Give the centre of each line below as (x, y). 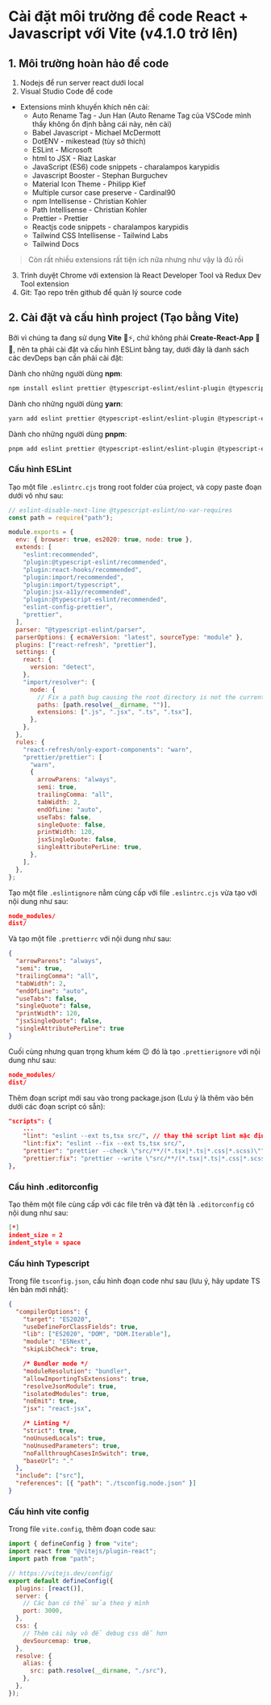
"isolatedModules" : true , (67, 1394)
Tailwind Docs (55, 244)
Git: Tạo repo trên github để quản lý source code (101, 292)
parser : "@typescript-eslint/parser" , (81, 629)
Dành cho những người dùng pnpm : (68, 434)
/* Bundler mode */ (56, 1364)
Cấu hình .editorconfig (53, 1186)
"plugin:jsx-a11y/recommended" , (77, 592)
